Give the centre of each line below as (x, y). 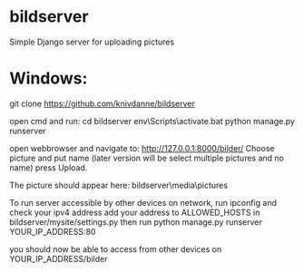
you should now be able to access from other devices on (116, 249)
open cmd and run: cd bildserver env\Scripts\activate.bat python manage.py (152, 121)
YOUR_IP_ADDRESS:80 (53, 231)
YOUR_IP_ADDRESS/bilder (59, 258)
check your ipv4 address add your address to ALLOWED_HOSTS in (135, 212)
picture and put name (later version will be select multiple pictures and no (147, 158)
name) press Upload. (49, 167)
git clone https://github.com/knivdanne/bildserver (102, 103)
